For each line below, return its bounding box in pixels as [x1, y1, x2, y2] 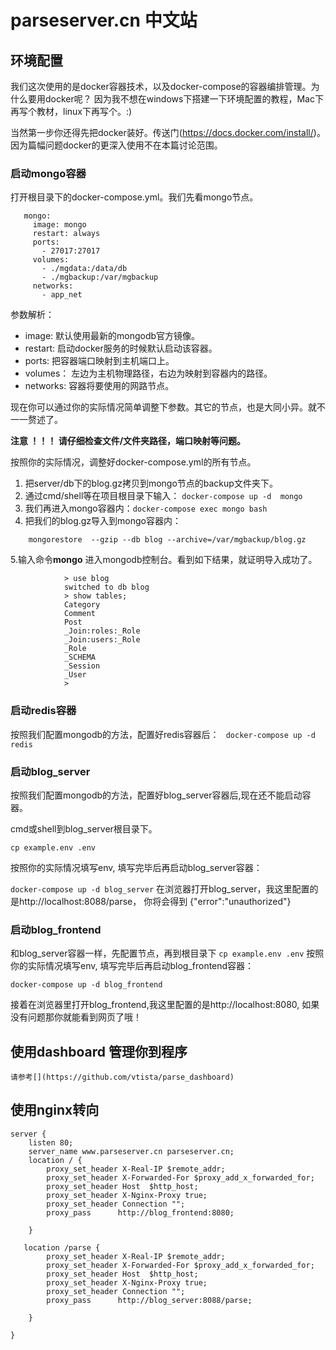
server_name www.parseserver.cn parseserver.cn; [28, 1146, 235, 1156]
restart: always [32, 229, 101, 239]
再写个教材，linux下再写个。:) [10, 106, 133, 117]
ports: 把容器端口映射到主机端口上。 [24, 355, 175, 367]
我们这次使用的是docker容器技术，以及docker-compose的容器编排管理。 [10, 81, 312, 92]
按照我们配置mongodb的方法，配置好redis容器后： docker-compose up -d [10, 728, 316, 740]
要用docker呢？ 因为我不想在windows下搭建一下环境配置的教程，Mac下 [27, 93, 324, 105]
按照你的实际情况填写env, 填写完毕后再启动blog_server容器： [10, 861, 263, 873]
